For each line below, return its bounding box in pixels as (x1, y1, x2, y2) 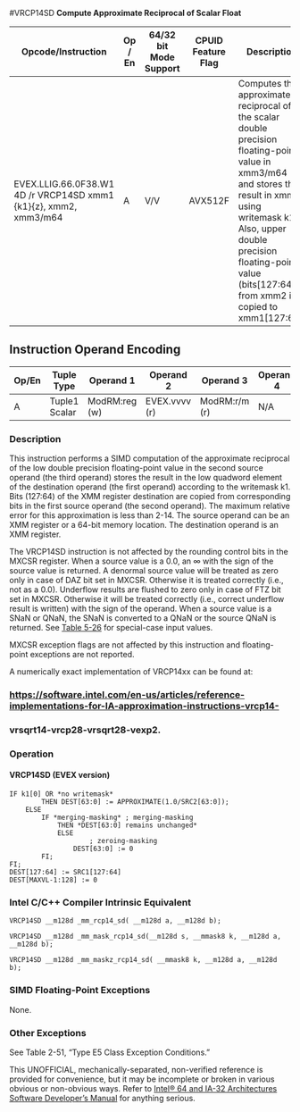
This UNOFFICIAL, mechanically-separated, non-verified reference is (9, 1064, 263, 1074)
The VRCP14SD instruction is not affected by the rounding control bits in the (9, 547, 288, 557)
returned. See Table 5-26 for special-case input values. (9, 623, 213, 633)
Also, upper (237, 222, 287, 235)
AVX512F (188, 195, 230, 206)
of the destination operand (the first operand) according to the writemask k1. (9, 481, 291, 492)
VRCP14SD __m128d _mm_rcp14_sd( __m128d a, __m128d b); (9, 916, 221, 925)
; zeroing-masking (88, 837, 158, 846)
